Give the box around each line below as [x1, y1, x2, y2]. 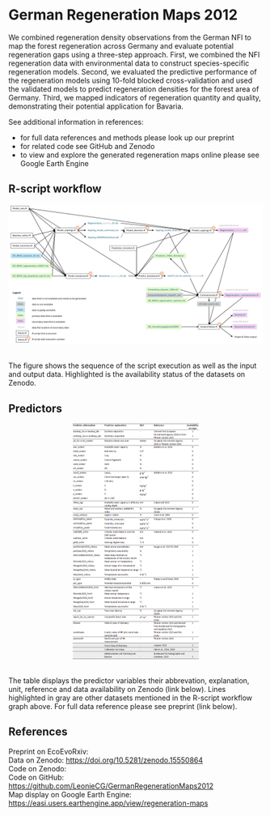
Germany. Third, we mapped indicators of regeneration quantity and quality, [8, 92, 261, 102]
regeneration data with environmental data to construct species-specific [8, 58, 250, 68]
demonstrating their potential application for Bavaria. [8, 101, 184, 111]
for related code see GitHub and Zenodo [19, 141, 155, 151]
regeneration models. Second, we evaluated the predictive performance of [8, 66, 257, 76]
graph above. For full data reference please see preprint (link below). [8, 701, 238, 711]
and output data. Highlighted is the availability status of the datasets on [8, 370, 246, 379]
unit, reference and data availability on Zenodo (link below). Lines [8, 684, 226, 694]
